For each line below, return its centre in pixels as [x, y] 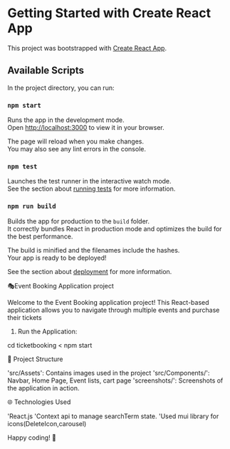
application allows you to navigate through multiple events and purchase [114, 310]
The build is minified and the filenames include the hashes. [94, 250]
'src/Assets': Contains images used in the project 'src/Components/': [109, 373]
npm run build [32, 206]
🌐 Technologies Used [39, 402]
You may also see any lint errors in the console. [77, 149]
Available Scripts [46, 70]
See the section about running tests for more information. [92, 189]
